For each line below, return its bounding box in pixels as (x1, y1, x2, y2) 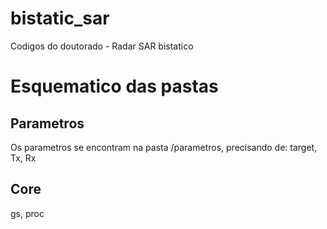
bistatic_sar (10, 7, 110, 30)
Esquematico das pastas (10, 75, 219, 98)
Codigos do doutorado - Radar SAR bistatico (10, 40, 194, 52)
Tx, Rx (10, 152, 37, 164)
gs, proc (10, 207, 45, 219)
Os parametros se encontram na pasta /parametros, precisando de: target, (10, 141, 318, 153)
